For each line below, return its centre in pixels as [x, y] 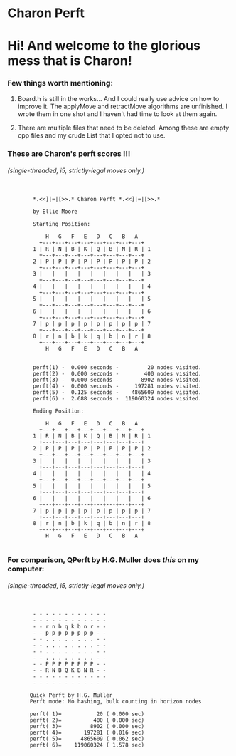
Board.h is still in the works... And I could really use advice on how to [118, 98]
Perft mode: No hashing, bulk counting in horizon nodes [116, 701]
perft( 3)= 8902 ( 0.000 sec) [87, 726]
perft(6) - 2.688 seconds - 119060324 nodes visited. [117, 398]
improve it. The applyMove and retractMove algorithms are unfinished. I [123, 106]
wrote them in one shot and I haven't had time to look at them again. [117, 114]
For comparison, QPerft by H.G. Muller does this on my [103, 559]
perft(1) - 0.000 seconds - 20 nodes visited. [117, 367]
